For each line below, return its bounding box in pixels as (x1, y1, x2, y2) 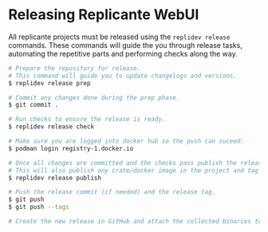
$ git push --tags (8, 203, 69, 211)
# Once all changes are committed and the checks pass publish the (8, 159, 238, 167)
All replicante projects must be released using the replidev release (8, 32, 231, 41)
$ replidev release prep (8, 79, 91, 87)
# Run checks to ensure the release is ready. (8, 116, 166, 124)
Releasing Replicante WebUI (8, 6, 199, 24)
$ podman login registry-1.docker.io (8, 144, 134, 152)
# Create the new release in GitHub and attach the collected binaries (8, 218, 251, 226)
